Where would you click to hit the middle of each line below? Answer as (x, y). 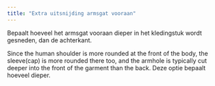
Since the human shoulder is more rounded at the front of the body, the (108, 53)
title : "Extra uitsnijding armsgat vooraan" (72, 13)
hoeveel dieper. (29, 75)
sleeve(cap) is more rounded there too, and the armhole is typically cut (107, 60)
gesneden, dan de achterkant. (50, 40)
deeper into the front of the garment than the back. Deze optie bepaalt (106, 68)
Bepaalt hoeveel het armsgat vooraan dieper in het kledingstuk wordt (104, 33)
